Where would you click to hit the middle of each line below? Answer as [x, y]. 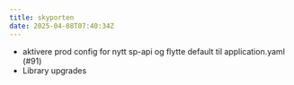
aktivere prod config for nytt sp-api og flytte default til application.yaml [154, 51]
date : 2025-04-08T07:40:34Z [62, 26]
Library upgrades [54, 70]
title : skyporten [42, 17]
